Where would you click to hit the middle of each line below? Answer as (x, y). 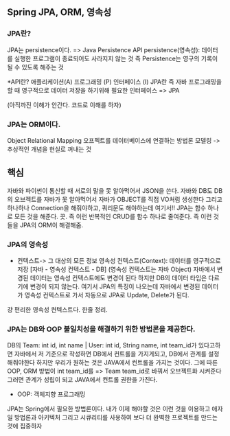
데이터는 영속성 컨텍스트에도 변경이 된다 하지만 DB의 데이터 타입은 (118, 278)
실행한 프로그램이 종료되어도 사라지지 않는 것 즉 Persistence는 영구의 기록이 (116, 58)
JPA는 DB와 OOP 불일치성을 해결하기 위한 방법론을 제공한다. (101, 330)
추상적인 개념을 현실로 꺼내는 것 (49, 149)
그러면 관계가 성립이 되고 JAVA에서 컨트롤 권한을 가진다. (82, 380)
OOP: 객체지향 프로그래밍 (51, 394)
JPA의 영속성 (28, 244)
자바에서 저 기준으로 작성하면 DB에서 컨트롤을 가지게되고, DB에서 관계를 (111, 354)
